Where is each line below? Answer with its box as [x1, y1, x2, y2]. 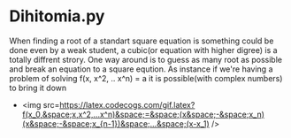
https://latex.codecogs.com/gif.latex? [58, 99, 195, 110]
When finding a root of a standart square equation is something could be [9, 35, 274, 46]
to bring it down [9, 82, 67, 93]
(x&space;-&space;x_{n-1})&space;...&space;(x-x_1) [21, 118, 210, 129]
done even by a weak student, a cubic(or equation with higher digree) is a [9, 44, 278, 55]
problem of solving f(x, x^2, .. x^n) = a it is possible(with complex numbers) [9, 73, 283, 83]
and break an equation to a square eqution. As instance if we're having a [9, 64, 273, 74]
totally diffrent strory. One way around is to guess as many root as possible [9, 54, 283, 65]
